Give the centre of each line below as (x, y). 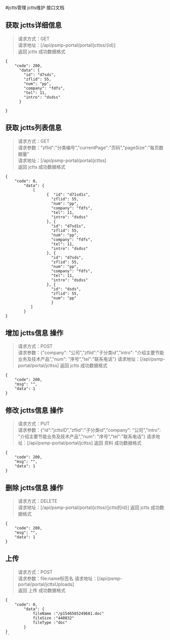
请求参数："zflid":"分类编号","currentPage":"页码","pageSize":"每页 (88, 148)
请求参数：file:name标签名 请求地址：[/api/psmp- (70, 578)
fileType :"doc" (50, 623)
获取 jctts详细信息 (34, 25)
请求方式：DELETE (38, 501)
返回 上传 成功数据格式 (41, 590)
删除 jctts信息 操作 (34, 488)
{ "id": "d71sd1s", (68, 194)
